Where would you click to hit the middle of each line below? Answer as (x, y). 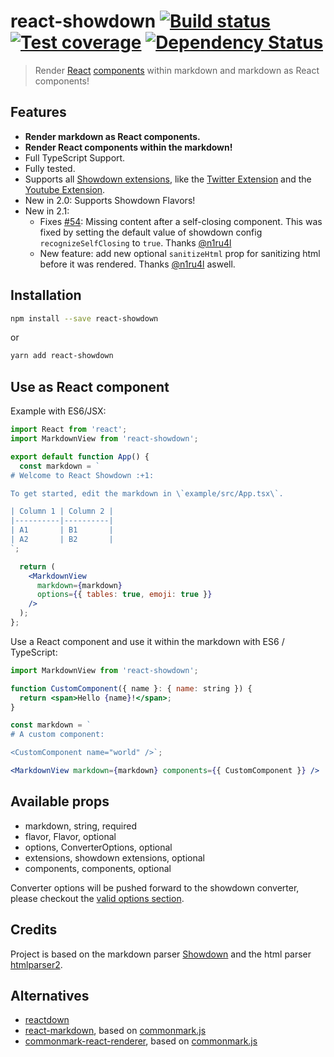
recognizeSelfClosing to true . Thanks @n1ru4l (135, 242)
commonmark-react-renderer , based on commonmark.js (141, 1041)
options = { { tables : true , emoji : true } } (124, 595)
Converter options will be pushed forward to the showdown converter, (155, 887)
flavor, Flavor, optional (70, 836)
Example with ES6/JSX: (58, 411)
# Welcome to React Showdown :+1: (82, 475)
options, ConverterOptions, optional (98, 847)
